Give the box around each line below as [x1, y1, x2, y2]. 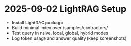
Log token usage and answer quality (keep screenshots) [11, 35, 127, 41]
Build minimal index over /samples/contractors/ [11, 24, 108, 30]
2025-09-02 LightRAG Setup [4, 3, 127, 15]
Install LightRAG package [11, 20, 63, 25]
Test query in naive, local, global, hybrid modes [11, 30, 109, 36]
